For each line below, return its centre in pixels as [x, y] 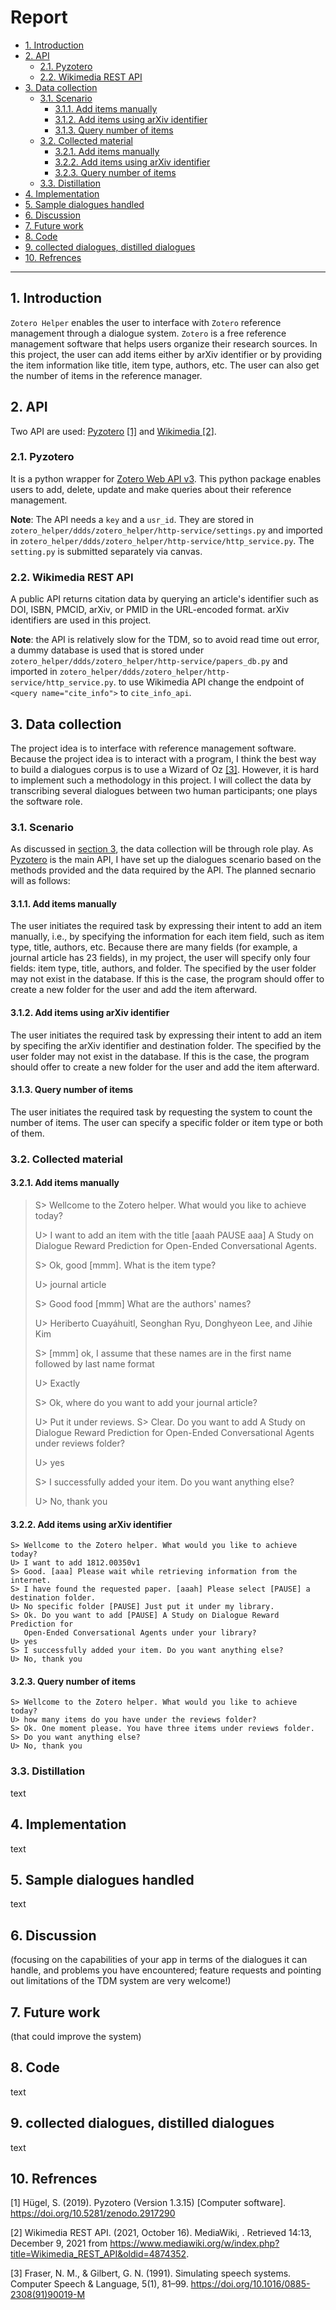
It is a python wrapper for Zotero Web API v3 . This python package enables [166, 478]
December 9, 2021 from [59, 2243]
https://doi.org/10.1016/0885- [250, 2284]
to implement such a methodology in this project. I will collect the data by [161, 780]
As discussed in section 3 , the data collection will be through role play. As [162, 849]
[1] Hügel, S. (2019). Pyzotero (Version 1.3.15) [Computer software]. [148, 2203]
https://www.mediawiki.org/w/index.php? [194, 2243]
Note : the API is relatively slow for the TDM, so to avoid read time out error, [165, 640]
